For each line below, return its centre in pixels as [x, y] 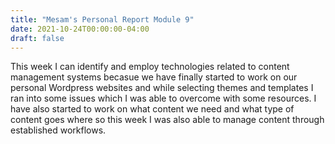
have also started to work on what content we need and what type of [152, 109]
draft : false [37, 38]
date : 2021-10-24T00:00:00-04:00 [80, 29]
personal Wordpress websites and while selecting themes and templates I [162, 88]
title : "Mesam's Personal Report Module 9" [102, 19]
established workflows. [58, 130]
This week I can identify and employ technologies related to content [150, 67]
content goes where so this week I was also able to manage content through [167, 120]
